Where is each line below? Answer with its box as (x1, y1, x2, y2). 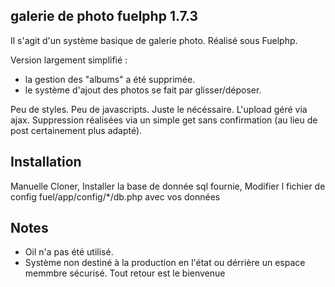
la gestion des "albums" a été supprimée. (24, 73, 196, 85)
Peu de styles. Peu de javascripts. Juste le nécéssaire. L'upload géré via (10, 103, 308, 115)
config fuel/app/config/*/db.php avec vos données (10, 190, 221, 203)
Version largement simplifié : (10, 54, 128, 66)
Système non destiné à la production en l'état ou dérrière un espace (24, 257, 306, 269)
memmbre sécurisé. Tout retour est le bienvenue (24, 267, 226, 279)
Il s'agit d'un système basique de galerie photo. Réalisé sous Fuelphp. (10, 34, 298, 46)
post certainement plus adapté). (10, 124, 143, 136)
